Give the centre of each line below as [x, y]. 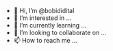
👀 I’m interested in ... [42, 18]
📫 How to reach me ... [45, 40]
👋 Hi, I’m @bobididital [44, 11]
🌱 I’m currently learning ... [50, 25]
